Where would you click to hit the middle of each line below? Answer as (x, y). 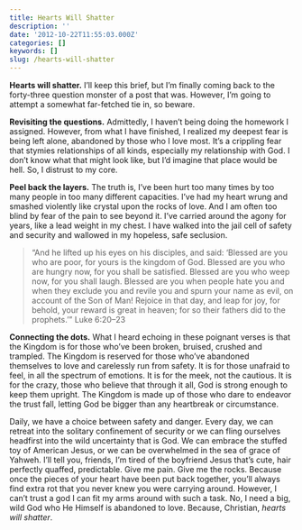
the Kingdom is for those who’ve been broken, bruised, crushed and (136, 347)
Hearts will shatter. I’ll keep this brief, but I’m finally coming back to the (142, 85)
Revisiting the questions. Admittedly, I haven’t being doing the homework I (149, 122)
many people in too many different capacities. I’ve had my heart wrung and (149, 196)
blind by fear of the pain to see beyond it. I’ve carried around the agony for (148, 216)
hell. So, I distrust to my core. (64, 169)
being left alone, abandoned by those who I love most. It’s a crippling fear (146, 141)
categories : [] (38, 43)
